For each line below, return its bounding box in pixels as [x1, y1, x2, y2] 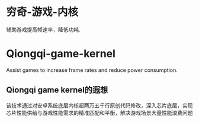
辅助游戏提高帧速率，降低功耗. [6, 26, 81, 33]
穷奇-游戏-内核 [6, 5, 79, 19]
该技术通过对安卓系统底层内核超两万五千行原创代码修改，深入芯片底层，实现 [6, 101, 193, 109]
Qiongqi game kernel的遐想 [6, 85, 108, 95]
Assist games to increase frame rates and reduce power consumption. [6, 66, 178, 74]
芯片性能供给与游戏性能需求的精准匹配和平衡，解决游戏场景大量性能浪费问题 [6, 109, 193, 116]
